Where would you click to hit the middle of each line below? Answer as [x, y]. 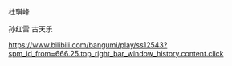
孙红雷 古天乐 [31, 29]
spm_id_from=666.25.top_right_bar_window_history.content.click [116, 54]
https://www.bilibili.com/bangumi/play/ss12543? [88, 45]
